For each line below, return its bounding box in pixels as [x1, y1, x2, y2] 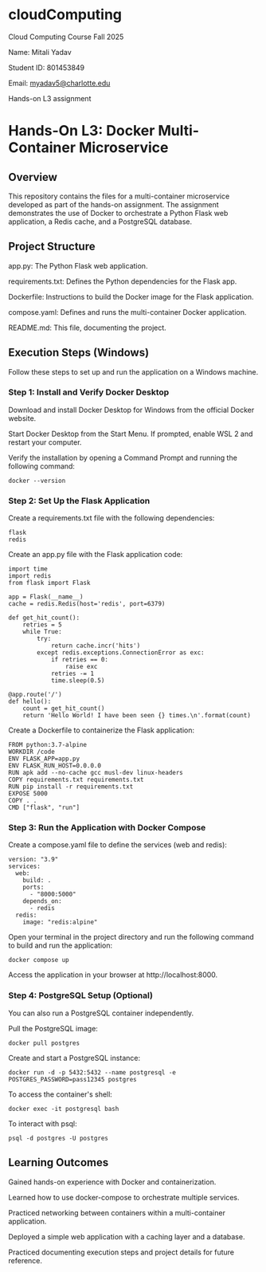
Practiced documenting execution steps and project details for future [8, 1247, 235, 1257]
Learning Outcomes [8, 1156, 109, 1169]
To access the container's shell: [8, 1089, 113, 1099]
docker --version [8, 477, 66, 485]
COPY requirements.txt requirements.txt [8, 775, 145, 784]
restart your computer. [8, 437, 82, 447]
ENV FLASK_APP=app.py [8, 755, 80, 763]
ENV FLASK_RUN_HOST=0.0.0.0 [8, 762, 102, 770]
